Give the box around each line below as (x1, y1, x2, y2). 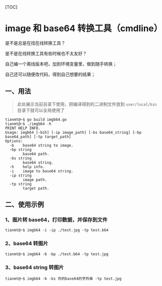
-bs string (9, 156, 32, 161)
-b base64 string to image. (9, 143, 74, 148)
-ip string (9, 173, 32, 178)
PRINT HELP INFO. (5, 125, 41, 131)
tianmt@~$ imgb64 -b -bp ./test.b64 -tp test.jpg (5, 252, 109, 257)
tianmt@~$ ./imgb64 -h (5, 121, 52, 126)
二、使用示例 (5, 200, 44, 209)
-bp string (9, 147, 32, 152)
